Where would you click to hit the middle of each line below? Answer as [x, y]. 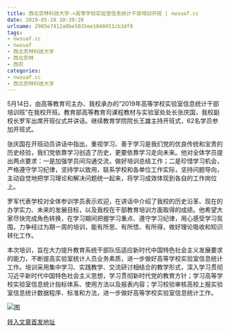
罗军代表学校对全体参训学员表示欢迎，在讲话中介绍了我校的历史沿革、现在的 [115, 201]
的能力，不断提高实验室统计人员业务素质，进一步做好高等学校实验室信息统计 [115, 259]
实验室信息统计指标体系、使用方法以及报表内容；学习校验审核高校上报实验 [118, 284]
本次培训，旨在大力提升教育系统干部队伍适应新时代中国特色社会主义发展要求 [115, 250]
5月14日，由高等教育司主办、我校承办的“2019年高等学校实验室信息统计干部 [113, 104]
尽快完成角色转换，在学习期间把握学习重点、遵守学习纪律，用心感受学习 [115, 218]
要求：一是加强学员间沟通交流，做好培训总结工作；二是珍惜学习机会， [124, 161]
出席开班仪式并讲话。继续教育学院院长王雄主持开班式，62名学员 [122, 121]
